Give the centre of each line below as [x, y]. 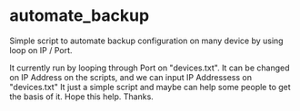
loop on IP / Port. [41, 50]
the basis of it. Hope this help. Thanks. [82, 97]
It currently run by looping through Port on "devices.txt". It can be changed [150, 68]
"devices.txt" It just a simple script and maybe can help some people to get [150, 87]
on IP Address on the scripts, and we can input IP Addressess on [131, 77]
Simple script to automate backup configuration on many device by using [146, 41]
